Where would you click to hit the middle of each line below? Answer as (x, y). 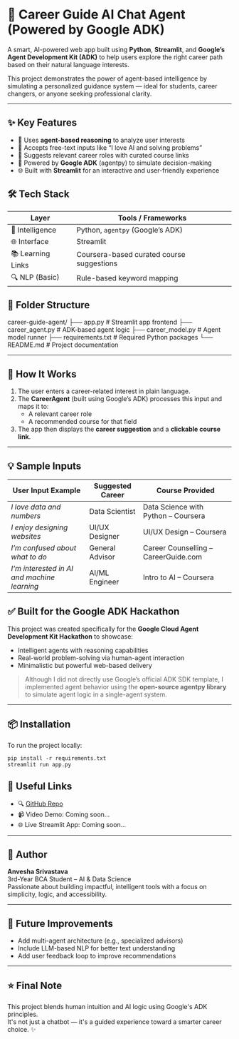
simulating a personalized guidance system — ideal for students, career (113, 86)
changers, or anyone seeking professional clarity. (80, 93)
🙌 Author (27, 855)
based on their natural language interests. (68, 64)
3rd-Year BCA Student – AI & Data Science (69, 879)
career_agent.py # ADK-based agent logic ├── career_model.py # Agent (114, 330)
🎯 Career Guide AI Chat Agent (97, 15)
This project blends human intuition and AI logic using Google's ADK (107, 1006)
